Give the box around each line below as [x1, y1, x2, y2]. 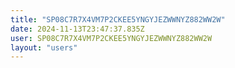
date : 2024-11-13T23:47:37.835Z [10, 24, 145, 34]
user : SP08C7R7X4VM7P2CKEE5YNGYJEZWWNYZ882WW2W [10, 33, 213, 43]
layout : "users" [10, 42, 78, 53]
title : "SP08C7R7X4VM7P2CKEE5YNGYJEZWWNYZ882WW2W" [10, 14, 226, 25]
